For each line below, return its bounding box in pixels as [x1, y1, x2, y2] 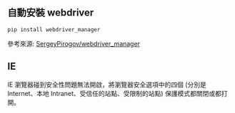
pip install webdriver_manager [7, 26, 101, 33]
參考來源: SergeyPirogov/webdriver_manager [7, 39, 141, 48]
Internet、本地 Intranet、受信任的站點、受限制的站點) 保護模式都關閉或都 [7, 89, 221, 97]
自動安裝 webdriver [7, 6, 94, 19]
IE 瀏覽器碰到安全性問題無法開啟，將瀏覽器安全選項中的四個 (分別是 [7, 80, 207, 89]
